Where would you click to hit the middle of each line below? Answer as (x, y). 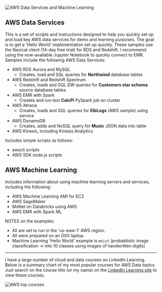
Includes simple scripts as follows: (39, 140)
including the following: (28, 187)
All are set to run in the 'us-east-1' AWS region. (59, 230)
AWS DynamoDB (29, 120)
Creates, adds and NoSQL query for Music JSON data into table (83, 126)
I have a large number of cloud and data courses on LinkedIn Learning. (75, 260)
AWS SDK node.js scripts (37, 155)
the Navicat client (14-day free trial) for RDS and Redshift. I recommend (76, 50)
